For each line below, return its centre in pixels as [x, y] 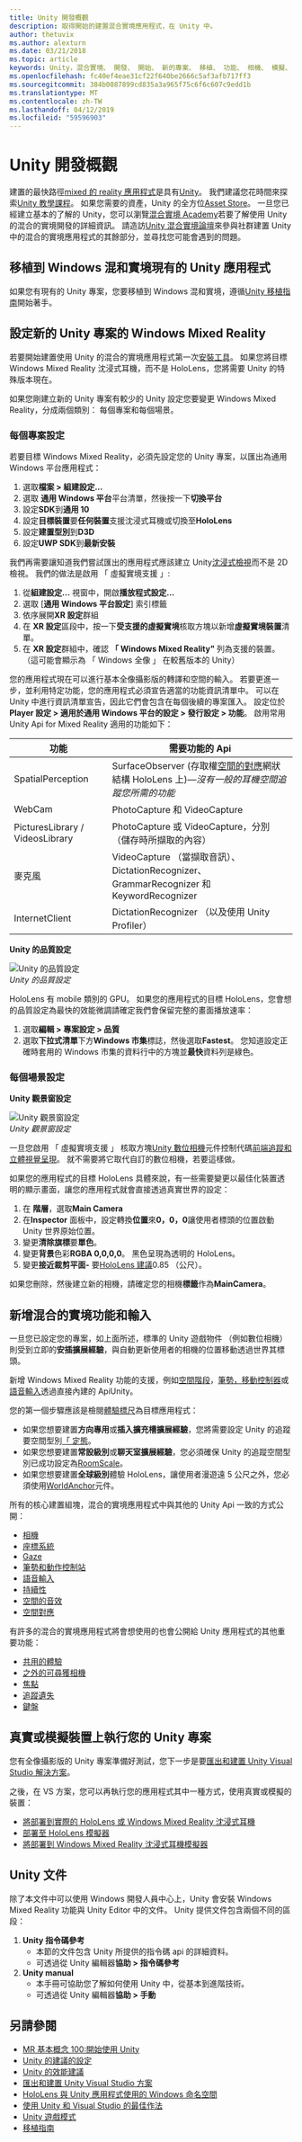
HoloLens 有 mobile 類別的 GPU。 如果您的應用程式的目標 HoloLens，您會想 [151, 998]
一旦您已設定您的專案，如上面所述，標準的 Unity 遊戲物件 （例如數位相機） [148, 1339]
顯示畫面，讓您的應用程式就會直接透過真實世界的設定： [127, 1190]
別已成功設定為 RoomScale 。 [75, 1463]
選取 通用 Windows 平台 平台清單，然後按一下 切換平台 [122, 498]
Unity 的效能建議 [53, 2071]
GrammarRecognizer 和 [161, 884]
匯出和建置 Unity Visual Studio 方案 [87, 2083]
